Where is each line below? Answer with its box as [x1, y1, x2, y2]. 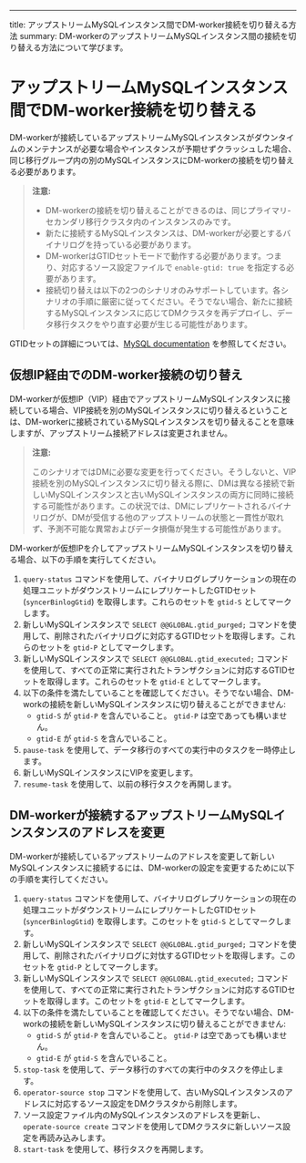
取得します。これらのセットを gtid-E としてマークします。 [46, 675, 266, 686]
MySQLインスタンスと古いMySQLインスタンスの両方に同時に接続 [47, 489, 294, 499]
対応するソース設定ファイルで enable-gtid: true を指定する [61, 262, 287, 273]
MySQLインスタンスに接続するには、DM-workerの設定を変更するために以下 [9, 862, 295, 873]
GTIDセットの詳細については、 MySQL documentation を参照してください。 [9, 338, 291, 349]
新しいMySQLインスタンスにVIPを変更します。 [22, 767, 199, 777]
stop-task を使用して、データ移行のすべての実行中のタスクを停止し [22, 1064, 276, 1075]
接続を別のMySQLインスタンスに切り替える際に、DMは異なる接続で [31, 478, 288, 489]
